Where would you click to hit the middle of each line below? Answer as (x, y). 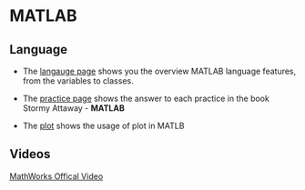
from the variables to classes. (78, 81)
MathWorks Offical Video (56, 176)
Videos (30, 154)
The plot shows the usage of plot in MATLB (103, 125)
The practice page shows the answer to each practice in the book (146, 98)
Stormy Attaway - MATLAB (73, 108)
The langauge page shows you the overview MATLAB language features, (159, 71)
